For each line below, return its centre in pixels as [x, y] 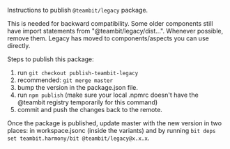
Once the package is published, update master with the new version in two [114, 123]
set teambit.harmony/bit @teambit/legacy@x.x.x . [78, 138]
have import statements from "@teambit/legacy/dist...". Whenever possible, [115, 31]
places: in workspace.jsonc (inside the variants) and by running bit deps [112, 131]
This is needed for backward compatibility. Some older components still [110, 23]
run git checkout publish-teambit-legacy [78, 73]
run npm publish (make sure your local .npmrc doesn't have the [108, 95]
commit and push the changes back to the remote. [90, 110]
